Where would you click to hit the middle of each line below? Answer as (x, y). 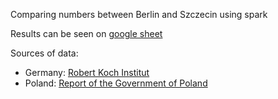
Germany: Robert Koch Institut (87, 72)
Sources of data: (44, 53)
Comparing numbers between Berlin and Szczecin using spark (139, 14)
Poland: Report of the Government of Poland (116, 83)
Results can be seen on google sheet (86, 33)
